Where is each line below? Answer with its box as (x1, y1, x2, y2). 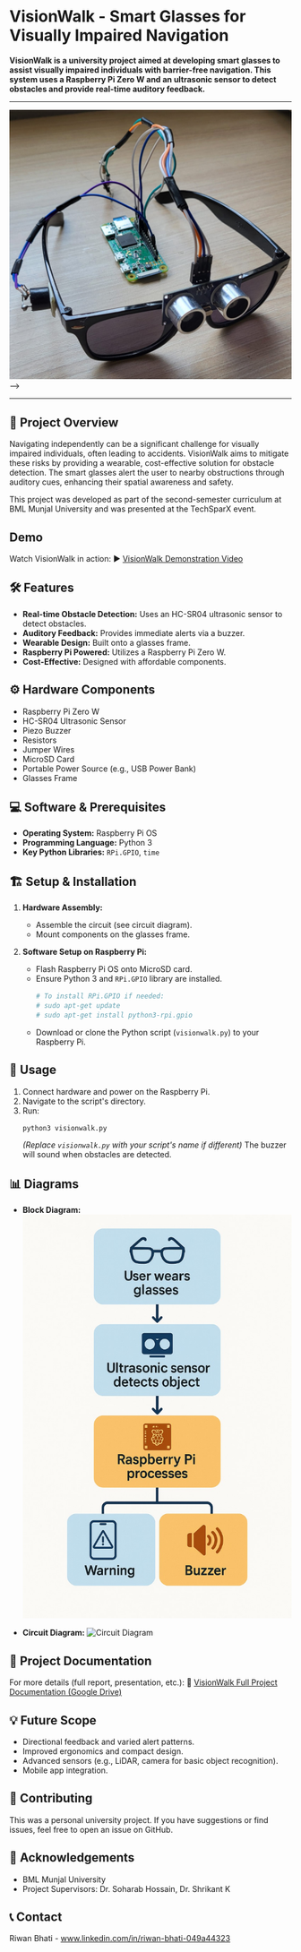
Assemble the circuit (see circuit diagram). (35, 920, 193, 931)
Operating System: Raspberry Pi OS (21, 828, 158, 838)
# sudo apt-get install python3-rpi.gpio (35, 1010, 193, 1019)
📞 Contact (9, 1909, 63, 1924)
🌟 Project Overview (9, 415, 119, 430)
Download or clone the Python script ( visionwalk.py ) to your (35, 1027, 260, 1037)
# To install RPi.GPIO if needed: (35, 992, 165, 1001)
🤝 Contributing (9, 1791, 93, 1806)
